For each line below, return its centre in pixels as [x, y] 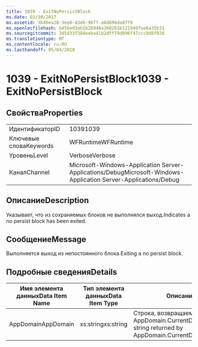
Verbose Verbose [93, 155]
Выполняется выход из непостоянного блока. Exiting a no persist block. [95, 253]
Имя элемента [42, 289]
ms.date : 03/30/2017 [32, 17]
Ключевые [24, 138]
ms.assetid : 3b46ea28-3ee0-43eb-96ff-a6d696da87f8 [70, 22]
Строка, [145, 313]
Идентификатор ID [35, 129]
